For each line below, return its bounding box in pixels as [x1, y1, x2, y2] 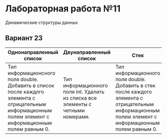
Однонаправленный [7, 48, 59, 55]
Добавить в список [7, 82, 55, 89]
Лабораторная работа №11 [5, 3, 121, 14]
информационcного [7, 69, 56, 76]
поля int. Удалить [63, 88, 105, 95]
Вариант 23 [5, 34, 43, 42]
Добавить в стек [115, 82, 156, 89]
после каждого [115, 88, 152, 95]
